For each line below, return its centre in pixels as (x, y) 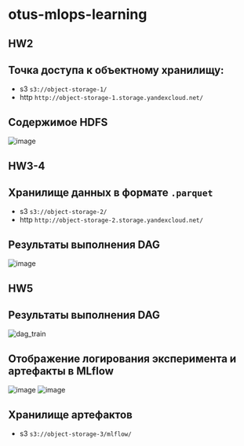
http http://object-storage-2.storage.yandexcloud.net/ (111, 220)
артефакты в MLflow (61, 371)
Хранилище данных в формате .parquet (111, 192)
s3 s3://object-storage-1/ (63, 89)
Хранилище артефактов (71, 415)
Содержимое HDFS (58, 122)
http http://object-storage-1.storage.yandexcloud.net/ (111, 98)
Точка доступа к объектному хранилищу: (116, 70)
